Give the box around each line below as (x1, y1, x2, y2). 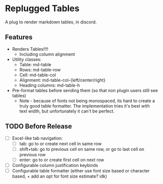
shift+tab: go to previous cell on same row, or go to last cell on (19, 146, 145, 152)
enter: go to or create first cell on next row (19, 157, 105, 163)
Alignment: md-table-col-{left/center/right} (19, 77, 106, 83)
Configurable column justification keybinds (12, 162, 98, 168)
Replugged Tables (5, 3, 80, 14)
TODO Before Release (5, 122, 72, 130)
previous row (19, 151, 46, 157)
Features (5, 33, 33, 41)
